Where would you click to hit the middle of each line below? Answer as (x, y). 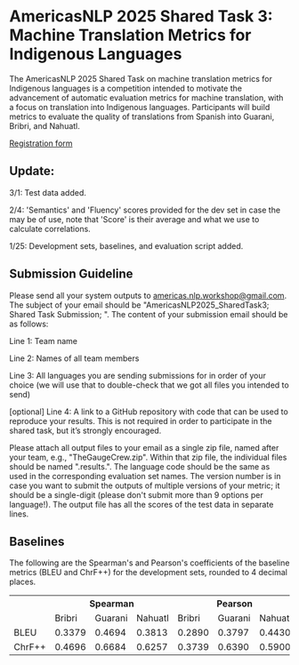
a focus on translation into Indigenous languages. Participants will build (140, 107)
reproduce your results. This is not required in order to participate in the (141, 421)
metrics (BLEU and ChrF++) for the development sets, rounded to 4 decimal (148, 573)
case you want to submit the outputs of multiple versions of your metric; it (145, 485)
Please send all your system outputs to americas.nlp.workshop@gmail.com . (148, 295)
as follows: (29, 324)
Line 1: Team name (44, 341)
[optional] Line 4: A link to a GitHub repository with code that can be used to (149, 412)
